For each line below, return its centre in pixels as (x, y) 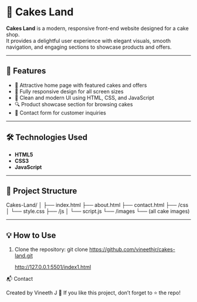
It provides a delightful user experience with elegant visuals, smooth (89, 41)
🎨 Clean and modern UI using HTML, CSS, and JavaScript (84, 98)
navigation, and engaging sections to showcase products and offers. (89, 47)
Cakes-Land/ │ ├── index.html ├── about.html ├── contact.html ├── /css (97, 205)
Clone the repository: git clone (51, 250)
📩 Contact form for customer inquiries (60, 113)
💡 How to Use (31, 235)
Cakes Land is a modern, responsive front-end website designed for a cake (97, 28)
